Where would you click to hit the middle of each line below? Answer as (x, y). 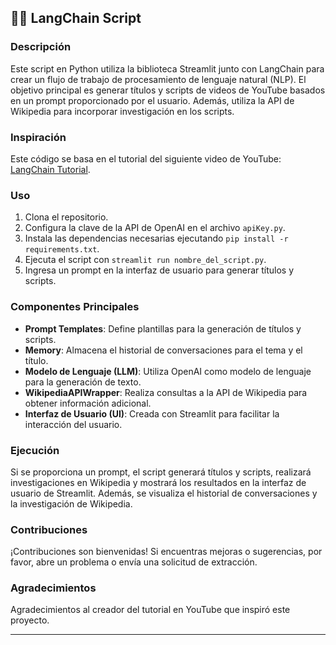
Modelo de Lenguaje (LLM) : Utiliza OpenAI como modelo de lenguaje (168, 371)
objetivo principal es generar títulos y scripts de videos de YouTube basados (168, 90)
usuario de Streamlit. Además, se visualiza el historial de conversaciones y (164, 493)
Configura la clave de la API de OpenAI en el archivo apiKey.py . (155, 228)
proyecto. (30, 620)
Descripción (41, 47)
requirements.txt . (62, 249)
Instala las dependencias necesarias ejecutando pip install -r (156, 238)
